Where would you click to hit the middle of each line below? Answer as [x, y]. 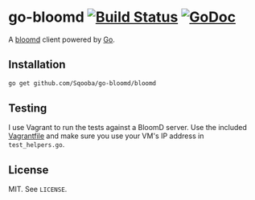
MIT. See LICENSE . [38, 190]
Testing [28, 108]
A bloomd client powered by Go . [62, 39]
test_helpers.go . [37, 145]
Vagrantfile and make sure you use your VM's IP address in [106, 136]
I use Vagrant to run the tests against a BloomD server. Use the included [128, 128]
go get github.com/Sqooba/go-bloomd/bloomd [82, 83]
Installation [37, 65]
